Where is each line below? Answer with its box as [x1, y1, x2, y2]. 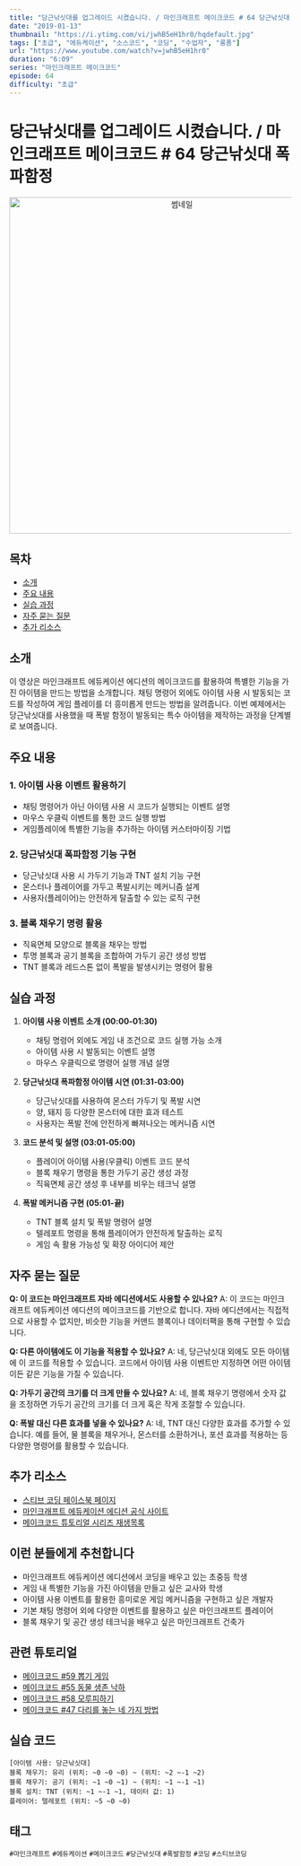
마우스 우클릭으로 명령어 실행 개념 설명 [35, 1058, 170, 1068]
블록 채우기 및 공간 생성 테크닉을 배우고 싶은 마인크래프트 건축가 [21, 1616, 245, 1626]
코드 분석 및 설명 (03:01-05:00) [21, 1137, 136, 1148]
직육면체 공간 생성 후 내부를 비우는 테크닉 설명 [35, 1179, 196, 1190]
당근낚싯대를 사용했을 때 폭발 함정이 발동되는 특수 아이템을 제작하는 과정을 [9, 710, 268, 720]
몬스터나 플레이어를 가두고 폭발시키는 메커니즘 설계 [21, 881, 200, 893]
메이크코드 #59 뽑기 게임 [21, 1670, 109, 1681]
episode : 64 [9, 72, 54, 81]
